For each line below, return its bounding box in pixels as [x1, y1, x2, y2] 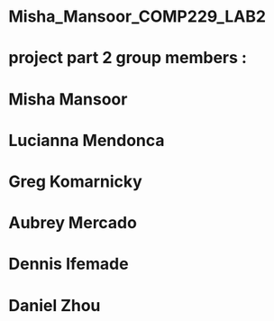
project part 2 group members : [8, 48, 247, 69]
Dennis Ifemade [8, 254, 129, 274]
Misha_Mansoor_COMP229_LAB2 [8, 6, 267, 27]
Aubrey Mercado [8, 213, 137, 234]
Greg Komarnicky [8, 171, 143, 191]
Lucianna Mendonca [8, 130, 165, 151]
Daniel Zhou [8, 295, 101, 316]
